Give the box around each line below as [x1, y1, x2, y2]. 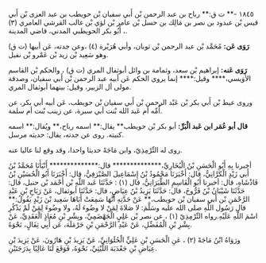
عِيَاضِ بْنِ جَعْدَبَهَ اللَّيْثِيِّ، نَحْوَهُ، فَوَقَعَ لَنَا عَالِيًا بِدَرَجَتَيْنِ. [8, 244, 157, 253]
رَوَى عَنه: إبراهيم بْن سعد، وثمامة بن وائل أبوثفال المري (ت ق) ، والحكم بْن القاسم [8, 65, 248, 75]
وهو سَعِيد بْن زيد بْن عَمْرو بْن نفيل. [8, 50, 109, 59]
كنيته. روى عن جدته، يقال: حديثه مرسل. [8, 130, 125, 139]
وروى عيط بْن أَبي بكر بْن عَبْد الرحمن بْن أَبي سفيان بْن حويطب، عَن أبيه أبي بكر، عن [8, 98, 253, 106]
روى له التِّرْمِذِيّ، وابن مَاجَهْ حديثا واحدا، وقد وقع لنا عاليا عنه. [8, 145, 183, 154]
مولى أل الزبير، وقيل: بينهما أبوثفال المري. [8, 82, 132, 91]
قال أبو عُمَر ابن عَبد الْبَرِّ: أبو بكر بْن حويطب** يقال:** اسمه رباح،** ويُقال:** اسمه [8, 122, 249, 130]
